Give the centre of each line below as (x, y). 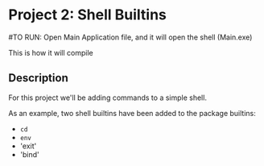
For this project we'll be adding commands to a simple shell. (108, 98)
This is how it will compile (51, 52)
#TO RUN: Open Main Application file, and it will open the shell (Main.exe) (130, 37)
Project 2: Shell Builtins (88, 15)
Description (38, 78)
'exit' (28, 146)
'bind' (29, 154)
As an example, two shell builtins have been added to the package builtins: (132, 113)
